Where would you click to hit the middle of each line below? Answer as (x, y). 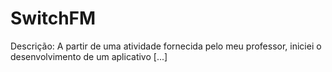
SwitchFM (53, 18)
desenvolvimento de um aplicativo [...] (89, 56)
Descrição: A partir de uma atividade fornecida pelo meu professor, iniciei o (166, 46)
